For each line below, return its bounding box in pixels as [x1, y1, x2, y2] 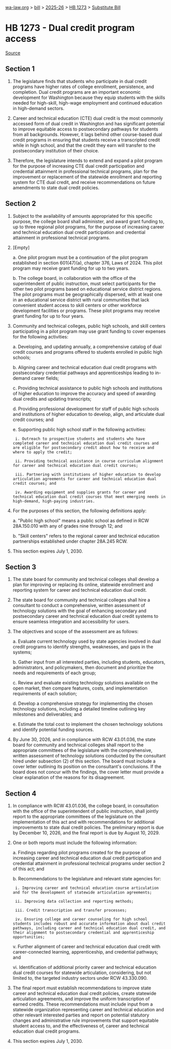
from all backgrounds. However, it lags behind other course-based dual [12, 131, 162, 137]
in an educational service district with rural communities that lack [12, 297, 150, 303]
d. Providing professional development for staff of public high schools [12, 405, 159, 412]
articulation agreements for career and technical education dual [12, 476, 157, 481]
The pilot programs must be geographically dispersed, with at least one [12, 291, 163, 297]
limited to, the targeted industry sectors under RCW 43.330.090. [12, 975, 148, 981]
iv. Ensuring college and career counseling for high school [15, 917, 148, 922]
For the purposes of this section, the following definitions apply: [12, 507, 147, 514]
